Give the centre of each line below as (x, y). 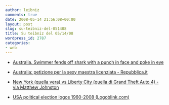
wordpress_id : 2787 (26, 39)
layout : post (19, 24)
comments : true (21, 15)
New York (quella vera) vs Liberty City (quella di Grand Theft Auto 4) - (86, 82)
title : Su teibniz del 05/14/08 (39, 33)
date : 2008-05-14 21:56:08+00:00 (40, 19)
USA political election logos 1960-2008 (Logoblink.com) (71, 97)
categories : (18, 43)
